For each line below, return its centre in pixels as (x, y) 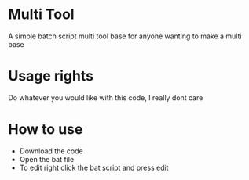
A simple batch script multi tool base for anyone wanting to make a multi (125, 36)
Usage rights (51, 76)
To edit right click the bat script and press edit (94, 167)
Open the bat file (47, 159)
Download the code (51, 151)
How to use (46, 130)
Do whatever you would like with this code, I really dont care (106, 97)
